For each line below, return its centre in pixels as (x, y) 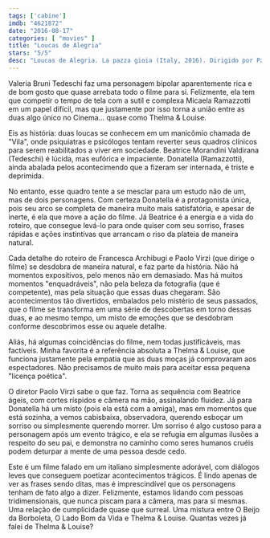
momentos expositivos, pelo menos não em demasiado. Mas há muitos (126, 275)
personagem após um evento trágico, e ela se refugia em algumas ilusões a (133, 434)
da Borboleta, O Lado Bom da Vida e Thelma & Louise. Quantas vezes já (127, 518)
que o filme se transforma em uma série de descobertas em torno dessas (130, 309)
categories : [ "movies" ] (51, 38)
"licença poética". (38, 376)
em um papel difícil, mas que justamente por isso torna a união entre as (127, 108)
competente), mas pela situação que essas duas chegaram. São (115, 292)
